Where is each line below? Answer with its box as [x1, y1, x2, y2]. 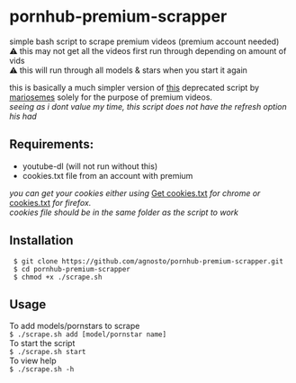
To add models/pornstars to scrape [9, 321, 140, 332]
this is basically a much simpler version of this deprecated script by [9, 82, 259, 93]
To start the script [9, 338, 76, 349]
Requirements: [9, 137, 94, 152]
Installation [9, 233, 74, 248]
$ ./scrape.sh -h [9, 365, 75, 374]
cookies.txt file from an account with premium [22, 170, 193, 181]
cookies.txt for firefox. [9, 197, 92, 208]
